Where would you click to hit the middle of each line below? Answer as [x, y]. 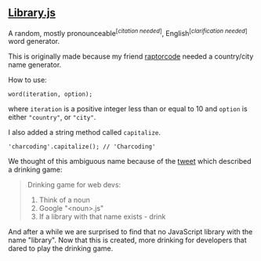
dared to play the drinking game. [61, 248]
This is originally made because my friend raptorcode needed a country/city [131, 56]
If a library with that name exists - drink [102, 217]
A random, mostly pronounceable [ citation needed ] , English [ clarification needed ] [128, 32]
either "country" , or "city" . [52, 118]
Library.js [32, 13]
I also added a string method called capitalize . [84, 132]
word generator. [34, 42]
